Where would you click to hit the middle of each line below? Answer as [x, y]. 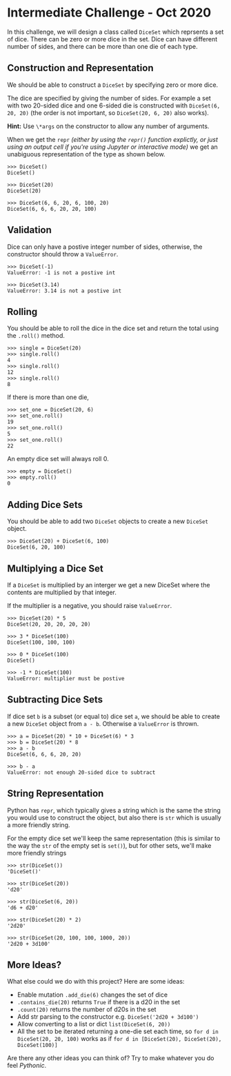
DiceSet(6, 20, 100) [37, 547]
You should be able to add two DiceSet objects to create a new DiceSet [108, 521]
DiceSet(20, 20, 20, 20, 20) [49, 625]
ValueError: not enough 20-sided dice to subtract [81, 772]
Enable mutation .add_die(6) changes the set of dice [92, 995]
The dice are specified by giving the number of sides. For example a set [109, 98]
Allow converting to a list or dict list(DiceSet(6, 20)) [94, 1024]
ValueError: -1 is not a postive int [61, 273]
